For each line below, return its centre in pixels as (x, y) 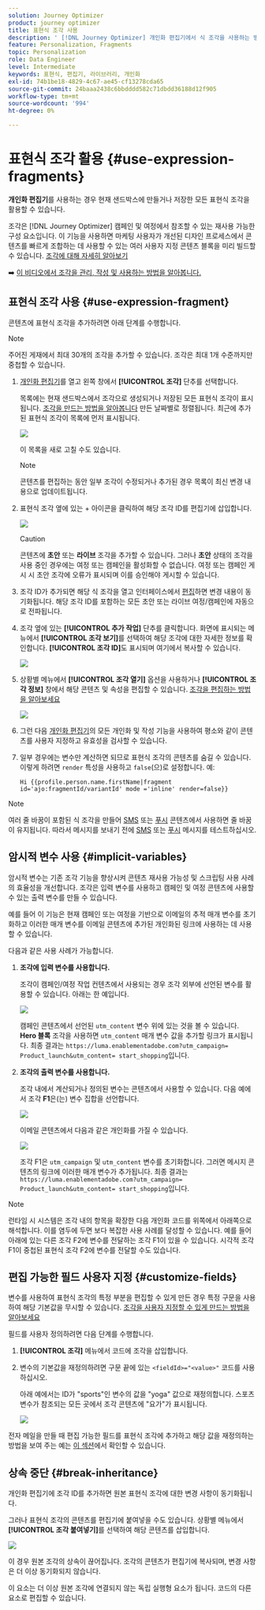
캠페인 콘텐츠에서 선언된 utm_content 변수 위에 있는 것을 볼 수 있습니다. (129, 1025)
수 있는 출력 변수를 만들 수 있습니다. (63, 897)
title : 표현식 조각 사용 (43, 30)
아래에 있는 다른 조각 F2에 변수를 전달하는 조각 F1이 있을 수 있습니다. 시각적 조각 (131, 1240)
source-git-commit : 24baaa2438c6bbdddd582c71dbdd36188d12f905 (112, 89)
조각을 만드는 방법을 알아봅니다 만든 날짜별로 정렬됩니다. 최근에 (140, 408)
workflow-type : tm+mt (44, 96)
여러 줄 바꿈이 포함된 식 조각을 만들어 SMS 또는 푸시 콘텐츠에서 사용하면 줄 (123, 820)
